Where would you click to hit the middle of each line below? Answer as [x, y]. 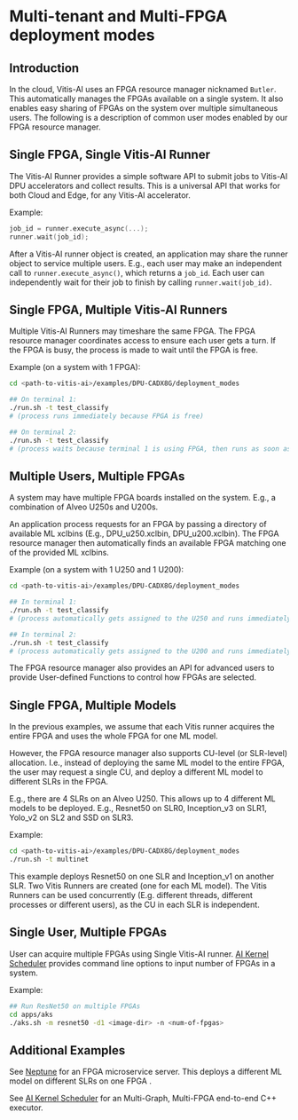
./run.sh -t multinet [49, 860]
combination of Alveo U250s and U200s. [84, 507]
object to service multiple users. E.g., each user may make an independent [145, 263]
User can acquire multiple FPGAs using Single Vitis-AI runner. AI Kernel [139, 954]
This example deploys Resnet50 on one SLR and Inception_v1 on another [142, 876]
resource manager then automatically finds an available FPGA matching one [148, 543]
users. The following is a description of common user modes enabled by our [149, 118]
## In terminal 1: [43, 602]
